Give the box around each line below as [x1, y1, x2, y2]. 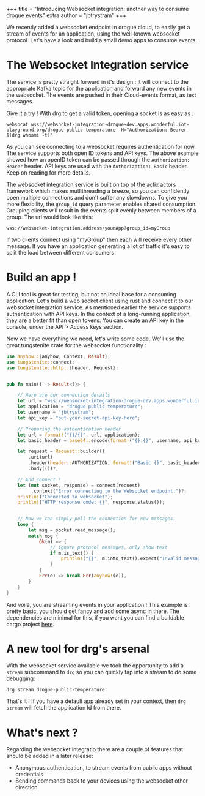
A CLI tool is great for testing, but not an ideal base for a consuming [6, 290, 177, 298]
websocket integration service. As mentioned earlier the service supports [6, 303, 191, 311]
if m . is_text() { [49, 550, 95, 556]
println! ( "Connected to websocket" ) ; [17, 494, 113, 500]
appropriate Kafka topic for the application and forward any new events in [6, 84, 192, 92]
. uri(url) [28, 454, 53, 460]
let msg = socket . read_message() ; [28, 527, 116, 533]
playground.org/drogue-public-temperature [6, 127, 116, 133]
